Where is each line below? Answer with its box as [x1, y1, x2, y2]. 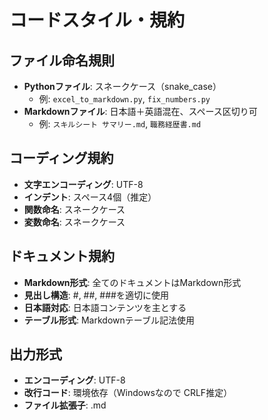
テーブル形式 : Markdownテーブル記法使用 [23, 314, 195, 326]
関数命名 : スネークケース [23, 203, 126, 215]
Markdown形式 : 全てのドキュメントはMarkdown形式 [23, 276, 242, 288]
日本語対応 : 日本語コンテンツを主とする [23, 301, 187, 313]
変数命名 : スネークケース [23, 216, 126, 228]
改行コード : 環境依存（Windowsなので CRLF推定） [23, 387, 233, 399]
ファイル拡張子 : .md [23, 399, 107, 411]
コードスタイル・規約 [9, 9, 186, 32]
